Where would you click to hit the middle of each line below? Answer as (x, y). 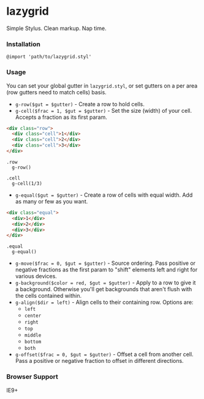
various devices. (36, 276)
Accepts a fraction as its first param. (61, 117)
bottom (33, 342)
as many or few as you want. (51, 201)
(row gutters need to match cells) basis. (57, 92)
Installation (24, 44)
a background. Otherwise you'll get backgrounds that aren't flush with (104, 289)
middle (33, 335)
